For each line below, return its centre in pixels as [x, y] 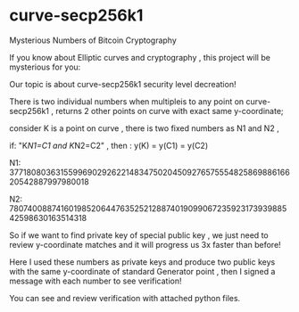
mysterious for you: [45, 67]
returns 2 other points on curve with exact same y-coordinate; [169, 111]
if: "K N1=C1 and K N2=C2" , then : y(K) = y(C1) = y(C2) [109, 145]
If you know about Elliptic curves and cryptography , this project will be [140, 57]
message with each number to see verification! [96, 281]
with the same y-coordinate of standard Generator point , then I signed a [142, 271]
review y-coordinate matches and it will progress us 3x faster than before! [145, 244]
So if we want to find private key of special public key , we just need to [139, 235]
